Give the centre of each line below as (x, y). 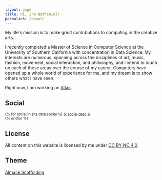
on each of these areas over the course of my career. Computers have (76, 68)
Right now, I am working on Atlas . (39, 88)
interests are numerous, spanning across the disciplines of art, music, (75, 58)
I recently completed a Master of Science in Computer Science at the (74, 47)
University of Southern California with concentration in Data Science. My (78, 52)
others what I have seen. (30, 78)
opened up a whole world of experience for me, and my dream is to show (79, 73)
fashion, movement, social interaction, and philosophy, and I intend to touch (81, 63)
